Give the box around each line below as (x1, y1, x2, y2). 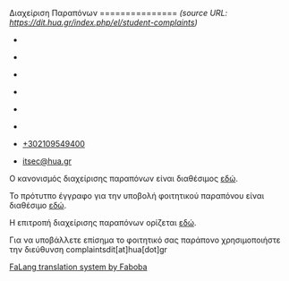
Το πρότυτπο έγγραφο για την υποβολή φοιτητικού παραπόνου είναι (9, 191, 265, 200)
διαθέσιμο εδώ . (9, 200, 67, 210)
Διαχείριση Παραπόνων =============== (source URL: (9, 8, 228, 18)
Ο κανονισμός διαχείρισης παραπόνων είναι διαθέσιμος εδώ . (9, 174, 239, 183)
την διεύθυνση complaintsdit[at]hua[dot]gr (9, 244, 168, 254)
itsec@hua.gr (21, 156, 72, 166)
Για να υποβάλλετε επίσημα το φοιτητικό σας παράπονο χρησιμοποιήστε (9, 234, 281, 245)
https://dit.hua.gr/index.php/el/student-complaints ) (9, 17, 199, 28)
